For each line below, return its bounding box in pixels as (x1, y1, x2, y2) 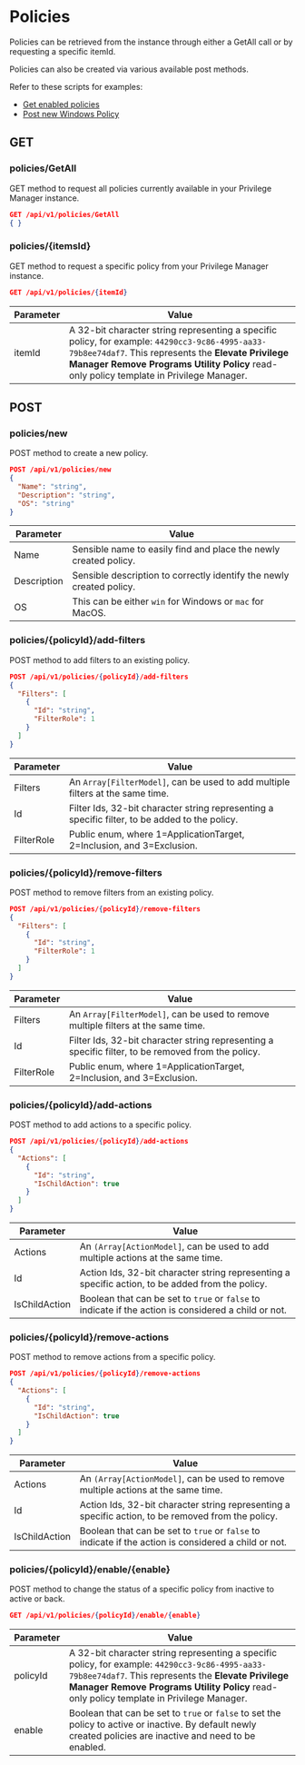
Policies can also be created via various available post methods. (9, 64, 250, 74)
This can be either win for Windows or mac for (72, 595, 264, 608)
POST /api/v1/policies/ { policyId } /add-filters (9, 672, 189, 681)
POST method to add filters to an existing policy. (9, 654, 191, 665)
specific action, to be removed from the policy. (79, 1510, 279, 1522)
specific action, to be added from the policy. (79, 1278, 268, 1290)
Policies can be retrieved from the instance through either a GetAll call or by (9, 36, 293, 47)
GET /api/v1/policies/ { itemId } (9, 288, 128, 297)
